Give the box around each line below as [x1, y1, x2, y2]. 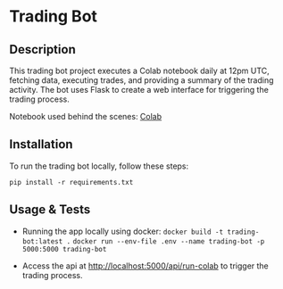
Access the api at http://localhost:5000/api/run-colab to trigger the [21, 260, 270, 271]
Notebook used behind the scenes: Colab [9, 111, 162, 121]
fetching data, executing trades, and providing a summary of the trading [9, 75, 274, 86]
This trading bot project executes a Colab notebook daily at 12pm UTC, [9, 65, 270, 76]
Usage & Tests [9, 202, 91, 218]
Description [9, 42, 76, 57]
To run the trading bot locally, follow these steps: [9, 161, 189, 171]
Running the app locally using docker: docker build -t [21, 226, 224, 236]
